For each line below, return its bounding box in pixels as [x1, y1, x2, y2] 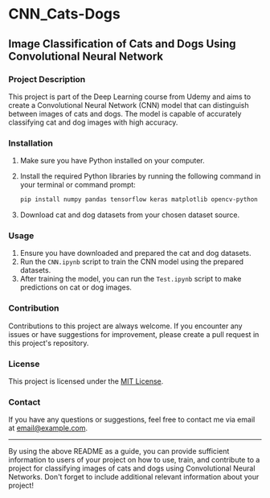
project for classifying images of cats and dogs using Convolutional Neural [8, 463, 256, 473]
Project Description [8, 73, 86, 84]
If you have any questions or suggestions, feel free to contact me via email [8, 415, 256, 425]
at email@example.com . [8, 423, 88, 433]
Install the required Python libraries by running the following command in [19, 171, 261, 181]
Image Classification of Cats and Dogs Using [8, 37, 236, 51]
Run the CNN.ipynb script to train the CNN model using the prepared [19, 257, 243, 266]
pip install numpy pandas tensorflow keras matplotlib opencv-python [19, 195, 259, 204]
